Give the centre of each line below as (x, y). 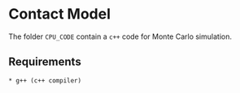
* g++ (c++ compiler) (45, 80)
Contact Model (60, 14)
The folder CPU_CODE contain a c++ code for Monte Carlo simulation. (120, 36)
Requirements (45, 62)
